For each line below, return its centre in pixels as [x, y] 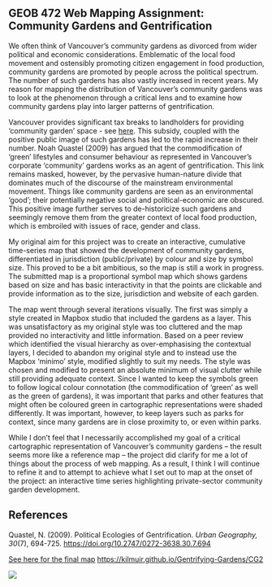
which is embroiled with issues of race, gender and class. [104, 226]
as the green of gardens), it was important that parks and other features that [136, 396]
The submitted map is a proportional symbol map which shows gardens [128, 276]
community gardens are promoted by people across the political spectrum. [133, 72]
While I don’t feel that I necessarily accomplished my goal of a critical [125, 437]
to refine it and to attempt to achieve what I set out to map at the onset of [131, 472]
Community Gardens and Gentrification [110, 26]
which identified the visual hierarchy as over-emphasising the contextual [130, 344]
